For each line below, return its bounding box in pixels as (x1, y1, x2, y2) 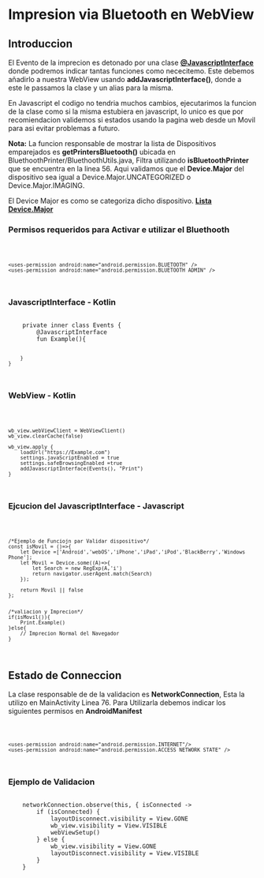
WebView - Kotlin (8, 390, 76, 401)
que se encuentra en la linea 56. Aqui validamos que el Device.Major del (8, 164, 244, 173)
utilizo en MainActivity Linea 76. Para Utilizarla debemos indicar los (8, 698, 226, 707)
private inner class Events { (22, 321, 122, 329)
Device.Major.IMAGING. (8, 181, 85, 190)
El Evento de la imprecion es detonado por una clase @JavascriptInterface (8, 58, 254, 67)
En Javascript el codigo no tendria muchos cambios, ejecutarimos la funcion (8, 99, 257, 107)
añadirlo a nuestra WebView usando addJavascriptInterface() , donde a (8, 75, 242, 84)
